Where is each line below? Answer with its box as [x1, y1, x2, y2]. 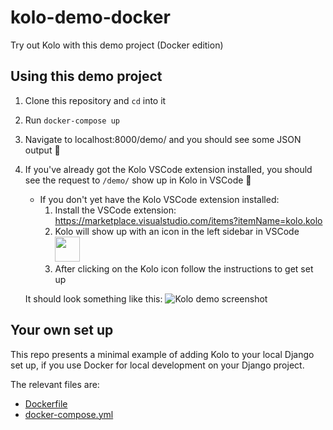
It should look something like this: [24, 292, 163, 305]
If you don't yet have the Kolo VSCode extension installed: [39, 193, 280, 205]
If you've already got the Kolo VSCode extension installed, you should [24, 163, 313, 175]
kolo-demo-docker [10, 6, 171, 29]
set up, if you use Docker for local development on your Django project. [10, 359, 305, 371]
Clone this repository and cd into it [24, 94, 167, 106]
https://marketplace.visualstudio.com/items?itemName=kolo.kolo [54, 214, 323, 226]
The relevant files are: [10, 378, 100, 390]
